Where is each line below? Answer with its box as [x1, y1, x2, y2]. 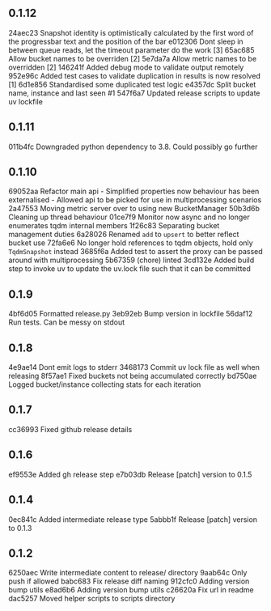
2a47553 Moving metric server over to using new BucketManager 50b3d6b [8, 204, 260, 214]
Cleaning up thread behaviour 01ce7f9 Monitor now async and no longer [8, 212, 251, 222]
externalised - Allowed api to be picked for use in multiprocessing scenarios [8, 195, 262, 205]
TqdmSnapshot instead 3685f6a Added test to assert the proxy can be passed [8, 247, 263, 257]
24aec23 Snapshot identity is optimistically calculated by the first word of [8, 28, 254, 37]
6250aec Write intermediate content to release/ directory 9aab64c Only [8, 568, 248, 578]
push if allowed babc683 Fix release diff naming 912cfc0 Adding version [8, 576, 250, 586]
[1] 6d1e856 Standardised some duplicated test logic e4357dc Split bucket [8, 79, 256, 89]
